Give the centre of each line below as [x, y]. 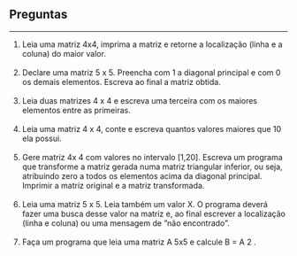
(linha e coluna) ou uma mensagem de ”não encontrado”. [126, 223]
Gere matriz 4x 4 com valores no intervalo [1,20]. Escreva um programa [152, 157]
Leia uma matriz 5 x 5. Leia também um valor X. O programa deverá [145, 204]
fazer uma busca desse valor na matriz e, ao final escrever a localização [153, 213]
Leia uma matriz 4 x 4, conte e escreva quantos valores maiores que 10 [152, 128]
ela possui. [42, 138]
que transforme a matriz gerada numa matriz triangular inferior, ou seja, [152, 167]
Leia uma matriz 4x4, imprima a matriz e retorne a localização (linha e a [152, 44]
